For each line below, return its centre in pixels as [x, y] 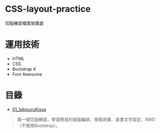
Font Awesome [27, 74]
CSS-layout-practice [48, 9]
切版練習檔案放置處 [24, 23]
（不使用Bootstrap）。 [39, 125]
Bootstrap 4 [24, 69]
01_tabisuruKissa [29, 109]
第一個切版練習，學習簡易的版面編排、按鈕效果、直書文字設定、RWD [86, 119]
